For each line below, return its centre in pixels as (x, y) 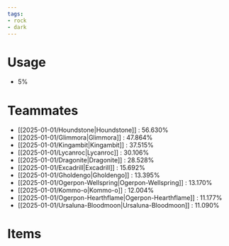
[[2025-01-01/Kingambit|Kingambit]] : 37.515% (85, 145)
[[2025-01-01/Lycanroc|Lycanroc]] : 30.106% (83, 152)
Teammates (43, 110)
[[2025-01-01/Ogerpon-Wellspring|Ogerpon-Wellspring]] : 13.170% (115, 183)
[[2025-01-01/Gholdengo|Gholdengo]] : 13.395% (89, 175)
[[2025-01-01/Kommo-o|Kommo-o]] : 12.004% (86, 190)
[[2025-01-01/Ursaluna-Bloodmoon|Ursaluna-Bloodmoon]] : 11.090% (118, 206)
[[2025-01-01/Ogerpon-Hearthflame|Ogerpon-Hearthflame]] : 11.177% (120, 198)
